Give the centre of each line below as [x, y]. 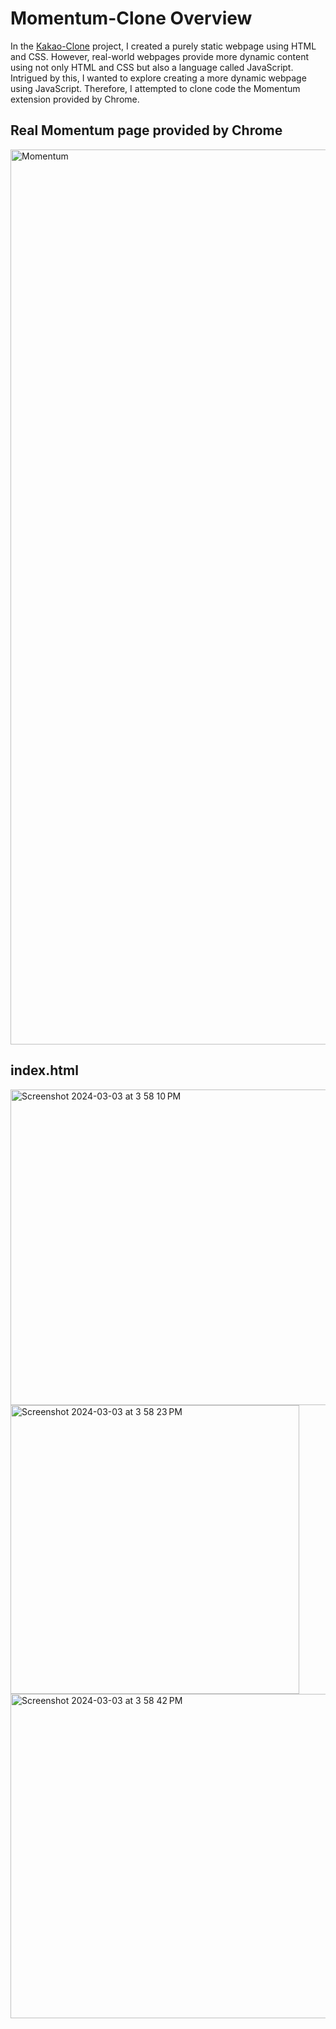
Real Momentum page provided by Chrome [146, 130]
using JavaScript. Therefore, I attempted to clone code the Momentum [155, 88]
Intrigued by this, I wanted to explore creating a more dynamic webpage [158, 78]
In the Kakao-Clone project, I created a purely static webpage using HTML [163, 46]
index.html [44, 1070]
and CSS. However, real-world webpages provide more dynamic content [159, 56]
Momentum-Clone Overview [131, 18]
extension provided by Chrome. [75, 99]
